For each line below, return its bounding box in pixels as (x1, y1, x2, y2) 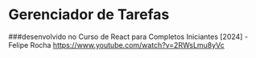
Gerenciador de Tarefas (8, 6, 170, 24)
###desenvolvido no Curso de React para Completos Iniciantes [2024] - (8, 32, 248, 41)
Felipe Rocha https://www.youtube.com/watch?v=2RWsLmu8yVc (8, 40, 225, 49)
